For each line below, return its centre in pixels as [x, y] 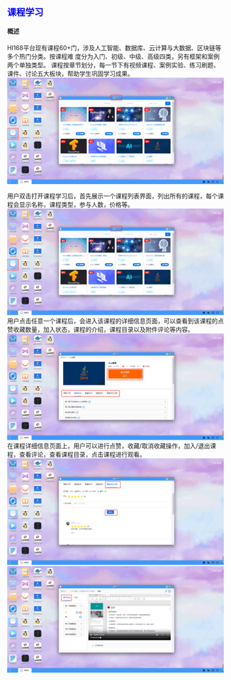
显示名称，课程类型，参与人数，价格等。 [76, 204]
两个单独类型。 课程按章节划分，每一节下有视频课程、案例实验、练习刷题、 [113, 65]
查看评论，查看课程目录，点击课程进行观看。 [82, 454]
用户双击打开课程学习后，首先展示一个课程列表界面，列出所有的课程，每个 [112, 196]
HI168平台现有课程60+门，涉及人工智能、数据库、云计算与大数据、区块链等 [114, 47]
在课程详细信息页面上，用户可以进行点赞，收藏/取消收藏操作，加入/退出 [109, 446]
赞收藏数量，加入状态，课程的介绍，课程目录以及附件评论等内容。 [100, 329]
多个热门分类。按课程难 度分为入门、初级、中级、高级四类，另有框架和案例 [113, 56]
